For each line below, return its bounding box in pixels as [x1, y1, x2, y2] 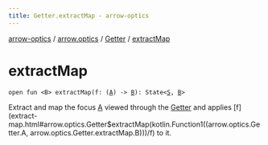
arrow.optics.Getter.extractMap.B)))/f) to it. [30, 127, 171, 137]
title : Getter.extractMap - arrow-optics [8, 11, 150, 20]
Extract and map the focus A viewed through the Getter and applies [8, 102, 232, 112]
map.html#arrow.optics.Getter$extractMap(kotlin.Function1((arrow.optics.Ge [8, 119, 261, 129]
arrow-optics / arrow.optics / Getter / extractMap [8, 34, 171, 43]
